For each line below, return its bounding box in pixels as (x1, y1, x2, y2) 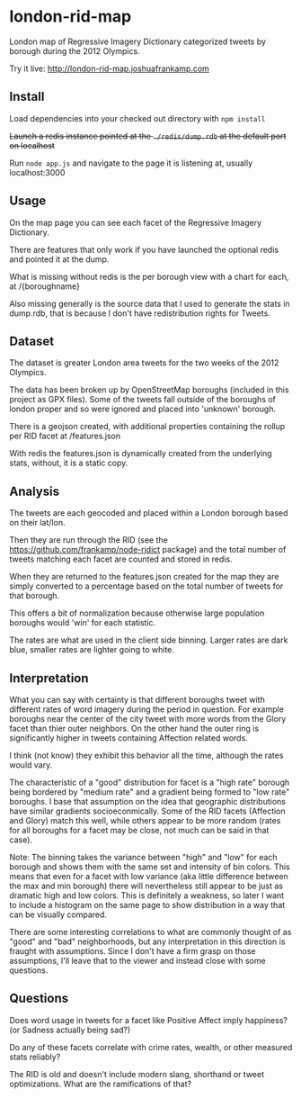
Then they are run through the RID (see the (9, 535, 168, 545)
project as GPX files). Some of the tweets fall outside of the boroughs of (9, 394, 277, 405)
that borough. (9, 590, 60, 601)
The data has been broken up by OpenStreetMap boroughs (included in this (9, 384, 289, 395)
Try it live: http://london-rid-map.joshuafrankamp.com (9, 63, 209, 74)
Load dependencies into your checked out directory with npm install (9, 112, 266, 123)
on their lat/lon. (9, 517, 66, 528)
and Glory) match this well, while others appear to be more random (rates (9, 815, 281, 825)
